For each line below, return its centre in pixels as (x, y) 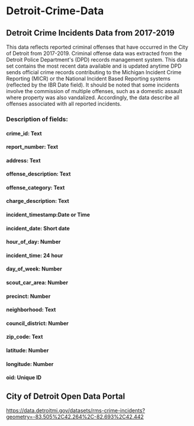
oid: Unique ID (24, 377)
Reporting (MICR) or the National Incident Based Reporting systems (88, 79)
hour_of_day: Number (33, 242)
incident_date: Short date (38, 228)
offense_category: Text (35, 187)
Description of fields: (37, 119)
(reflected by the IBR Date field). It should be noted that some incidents (93, 85)
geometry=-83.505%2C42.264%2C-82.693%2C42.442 (75, 417)
